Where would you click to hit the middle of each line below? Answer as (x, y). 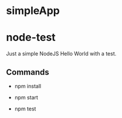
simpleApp (33, 11)
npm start (26, 97)
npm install (28, 86)
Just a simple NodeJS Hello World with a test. (61, 54)
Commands (28, 72)
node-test (31, 38)
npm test (25, 109)
